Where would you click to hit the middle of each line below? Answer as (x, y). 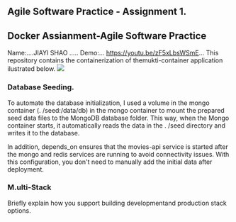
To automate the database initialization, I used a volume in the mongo (109, 103)
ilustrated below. (32, 69)
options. (19, 210)
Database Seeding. (41, 87)
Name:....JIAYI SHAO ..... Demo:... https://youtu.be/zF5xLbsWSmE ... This (113, 53)
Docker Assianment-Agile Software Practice (107, 36)
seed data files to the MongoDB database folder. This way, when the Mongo (118, 118)
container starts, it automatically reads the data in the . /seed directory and (116, 125)
